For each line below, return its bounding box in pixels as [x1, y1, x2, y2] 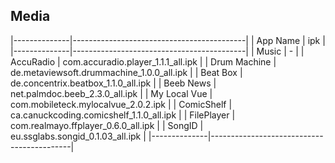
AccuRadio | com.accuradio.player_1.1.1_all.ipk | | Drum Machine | [10, 55, 277, 68]
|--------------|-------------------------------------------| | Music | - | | [10, 45, 305, 57]
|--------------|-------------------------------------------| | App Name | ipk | [10, 34, 326, 46]
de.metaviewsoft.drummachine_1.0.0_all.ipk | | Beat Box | [10, 66, 243, 78]
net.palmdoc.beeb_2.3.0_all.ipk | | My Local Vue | [10, 87, 213, 99]
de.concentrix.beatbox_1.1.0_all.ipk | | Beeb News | [10, 77, 217, 89]
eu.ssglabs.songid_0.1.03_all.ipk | [10, 130, 147, 142]
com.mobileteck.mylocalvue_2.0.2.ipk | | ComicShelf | [10, 98, 233, 110]
